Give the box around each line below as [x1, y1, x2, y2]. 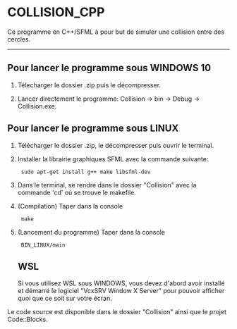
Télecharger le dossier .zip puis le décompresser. [17, 80, 161, 89]
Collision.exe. [17, 101, 57, 110]
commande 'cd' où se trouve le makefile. [17, 188, 136, 197]
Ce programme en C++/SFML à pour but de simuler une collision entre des [7, 27, 224, 36]
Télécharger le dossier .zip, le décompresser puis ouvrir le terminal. [17, 141, 214, 149]
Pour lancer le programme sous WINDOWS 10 [7, 62, 212, 74]
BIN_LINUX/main [20, 241, 66, 249]
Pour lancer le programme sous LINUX [7, 123, 179, 135]
